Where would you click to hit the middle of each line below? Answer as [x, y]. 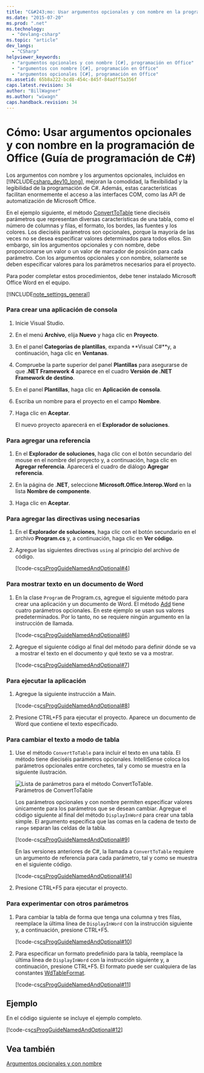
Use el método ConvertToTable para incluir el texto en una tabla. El [98, 753]
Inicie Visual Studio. [40, 323]
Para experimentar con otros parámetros [67, 904]
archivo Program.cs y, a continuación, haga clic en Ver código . [94, 539]
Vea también [31, 1049]
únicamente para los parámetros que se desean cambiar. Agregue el [101, 809]
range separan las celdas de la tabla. [61, 828]
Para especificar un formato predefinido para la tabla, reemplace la [99, 953]
